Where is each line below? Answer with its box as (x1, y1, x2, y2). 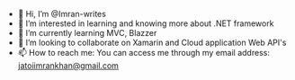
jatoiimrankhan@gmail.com (17, 60, 120, 71)
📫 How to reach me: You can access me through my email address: (17, 48, 270, 58)
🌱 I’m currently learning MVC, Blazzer (17, 28, 157, 38)
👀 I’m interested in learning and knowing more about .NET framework (17, 18, 274, 29)
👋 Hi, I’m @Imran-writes (17, 9, 106, 19)
